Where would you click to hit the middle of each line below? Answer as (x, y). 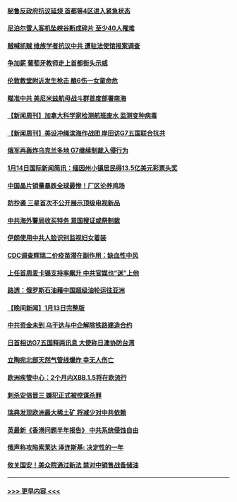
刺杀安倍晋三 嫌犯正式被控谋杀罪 (55, 395)
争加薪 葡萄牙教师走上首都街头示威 (57, 63)
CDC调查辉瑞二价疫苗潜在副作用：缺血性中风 (73, 255)
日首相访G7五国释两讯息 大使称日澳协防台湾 (71, 342)
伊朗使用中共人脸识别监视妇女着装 (57, 238)
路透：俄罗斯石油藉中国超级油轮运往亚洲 (66, 290)
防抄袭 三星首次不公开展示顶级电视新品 (64, 203)
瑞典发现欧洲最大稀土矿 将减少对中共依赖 (67, 412)
